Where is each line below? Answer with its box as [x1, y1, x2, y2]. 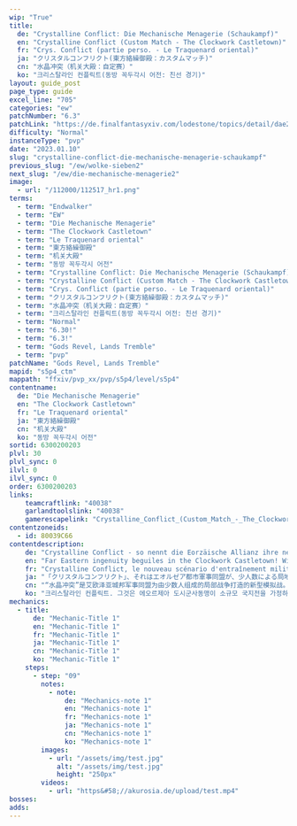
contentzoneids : [9, 523, 69, 532]
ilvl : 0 [9, 466, 38, 475]
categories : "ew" [9, 104, 73, 112]
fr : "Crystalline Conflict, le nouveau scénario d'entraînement [25, 564, 267, 574]
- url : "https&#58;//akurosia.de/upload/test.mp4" [48, 787, 240, 796]
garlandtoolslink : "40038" [25, 506, 125, 516]
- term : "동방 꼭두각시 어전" [17, 260, 113, 269]
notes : [41, 679, 65, 689]
